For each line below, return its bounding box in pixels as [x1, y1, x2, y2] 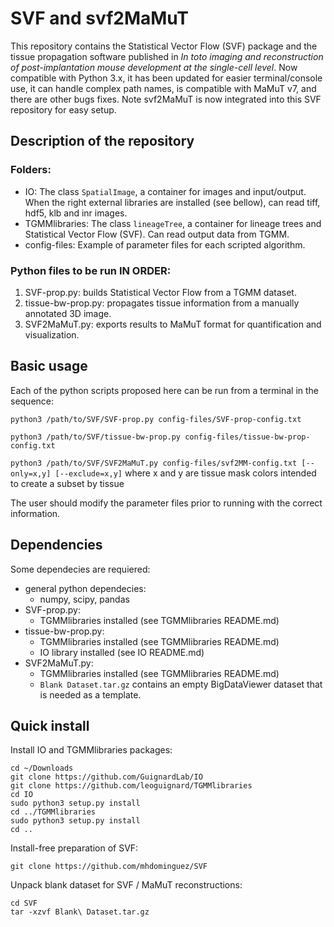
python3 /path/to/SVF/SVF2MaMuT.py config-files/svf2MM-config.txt [10, 458, 298, 468]
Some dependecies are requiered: [10, 563, 151, 575]
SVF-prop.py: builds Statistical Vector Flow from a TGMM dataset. [24, 286, 297, 298]
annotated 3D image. [24, 307, 112, 319]
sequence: [10, 395, 55, 407]
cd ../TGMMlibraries [10, 807, 97, 817]
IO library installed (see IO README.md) [39, 646, 205, 658]
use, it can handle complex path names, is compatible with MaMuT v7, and [10, 82, 317, 94]
